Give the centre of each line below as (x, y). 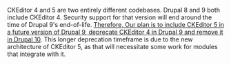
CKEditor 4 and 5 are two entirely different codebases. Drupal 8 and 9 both (114, 10)
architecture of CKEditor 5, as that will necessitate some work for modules (113, 47)
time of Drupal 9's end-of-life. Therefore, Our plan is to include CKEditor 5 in (116, 25)
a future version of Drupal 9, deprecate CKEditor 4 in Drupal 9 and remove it (115, 32)
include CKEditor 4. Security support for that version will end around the (110, 17)
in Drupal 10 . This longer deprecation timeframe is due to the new (100, 39)
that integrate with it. (37, 54)
